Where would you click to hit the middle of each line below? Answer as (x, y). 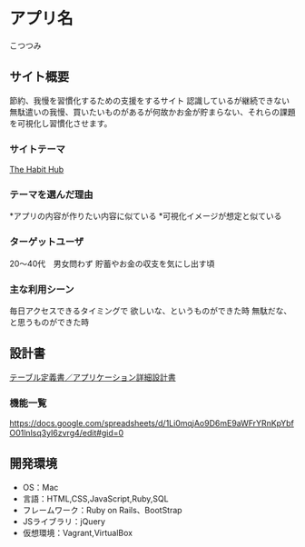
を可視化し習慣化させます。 (61, 123)
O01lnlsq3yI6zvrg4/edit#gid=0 (67, 433)
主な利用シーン (42, 289)
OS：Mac (40, 487)
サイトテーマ (38, 149)
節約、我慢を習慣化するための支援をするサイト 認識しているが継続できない (150, 100)
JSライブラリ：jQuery (64, 521)
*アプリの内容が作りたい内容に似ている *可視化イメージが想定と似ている (146, 216)
